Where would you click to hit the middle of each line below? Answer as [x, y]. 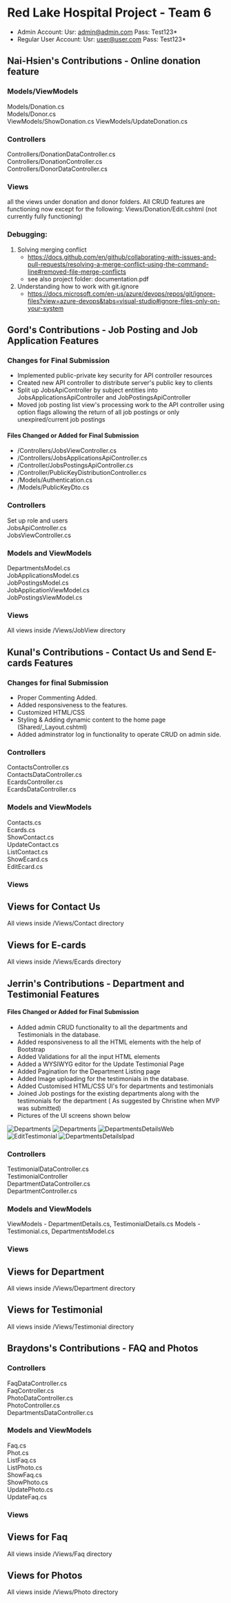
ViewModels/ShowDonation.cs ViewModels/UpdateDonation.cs [98, 121]
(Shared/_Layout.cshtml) [52, 726]
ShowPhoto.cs [28, 1482]
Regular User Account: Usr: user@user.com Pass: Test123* [101, 39]
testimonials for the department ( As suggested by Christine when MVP [118, 1100]
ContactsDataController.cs [45, 775]
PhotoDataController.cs [40, 1398]
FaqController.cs [31, 1390]
